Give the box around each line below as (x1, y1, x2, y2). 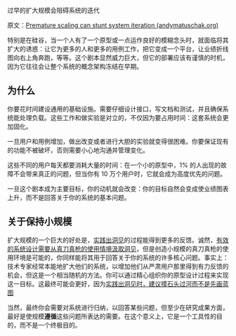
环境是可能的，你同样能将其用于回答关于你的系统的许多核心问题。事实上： (13, 253, 229, 262)
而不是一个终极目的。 (19, 321, 81, 329)
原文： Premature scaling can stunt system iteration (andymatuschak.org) (7, 21, 219, 29)
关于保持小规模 (7, 216, 72, 228)
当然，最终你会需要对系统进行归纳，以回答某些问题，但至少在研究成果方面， (7, 303, 229, 311)
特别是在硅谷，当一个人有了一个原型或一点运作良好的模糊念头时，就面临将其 (7, 36, 229, 44)
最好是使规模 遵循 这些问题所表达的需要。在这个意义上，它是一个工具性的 (7, 311, 216, 321)
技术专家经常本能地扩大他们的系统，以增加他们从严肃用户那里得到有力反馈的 (7, 262, 229, 270)
